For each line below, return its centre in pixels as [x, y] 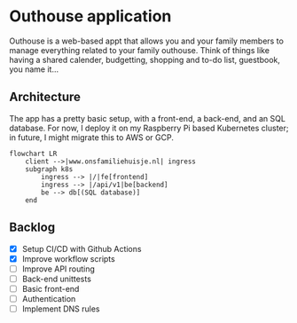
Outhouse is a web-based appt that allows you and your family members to [146, 41]
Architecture [45, 97]
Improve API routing [59, 269]
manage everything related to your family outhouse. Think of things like [140, 50]
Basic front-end [51, 288]
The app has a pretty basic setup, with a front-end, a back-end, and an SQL [148, 118]
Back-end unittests [56, 279]
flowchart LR [33, 154]
